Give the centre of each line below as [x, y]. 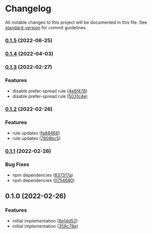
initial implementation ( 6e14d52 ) [45, 221]
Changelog [28, 9]
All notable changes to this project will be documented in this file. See [76, 22]
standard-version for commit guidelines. [46, 27]
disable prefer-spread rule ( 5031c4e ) [50, 96]
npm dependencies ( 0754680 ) [44, 181]
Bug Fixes [17, 165]
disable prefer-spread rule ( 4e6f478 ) [50, 91]
